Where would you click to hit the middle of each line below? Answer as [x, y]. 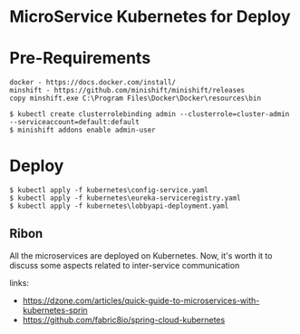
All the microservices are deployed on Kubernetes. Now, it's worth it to [141, 255]
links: [19, 282]
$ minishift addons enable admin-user [82, 130]
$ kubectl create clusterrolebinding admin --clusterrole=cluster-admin [150, 114]
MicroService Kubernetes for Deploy [150, 17]
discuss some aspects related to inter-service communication [125, 265]
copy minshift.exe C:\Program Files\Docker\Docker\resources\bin [135, 98]
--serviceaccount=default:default [75, 123]
